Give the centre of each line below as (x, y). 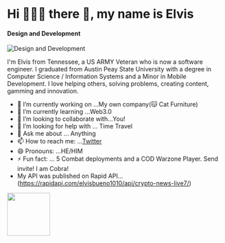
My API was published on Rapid (62, 176)
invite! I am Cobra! (43, 169)
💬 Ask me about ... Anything (56, 134)
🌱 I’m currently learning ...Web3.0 (64, 112)
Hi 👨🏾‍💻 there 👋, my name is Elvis (100, 14)
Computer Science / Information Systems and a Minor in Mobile (97, 77)
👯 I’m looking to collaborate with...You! (71, 119)
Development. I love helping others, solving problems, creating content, (108, 84)
